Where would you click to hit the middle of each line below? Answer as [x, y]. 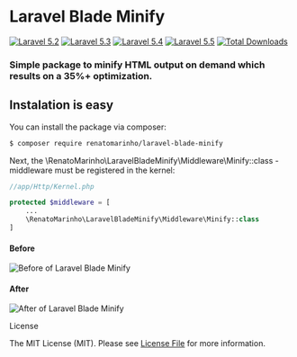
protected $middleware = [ [60, 203]
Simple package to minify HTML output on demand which [137, 65]
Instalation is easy [62, 105]
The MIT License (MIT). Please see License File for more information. [137, 344]
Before [22, 248]
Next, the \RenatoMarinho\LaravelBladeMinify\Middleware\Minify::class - [144, 160]
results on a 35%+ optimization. [81, 76]
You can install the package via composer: [88, 127]
